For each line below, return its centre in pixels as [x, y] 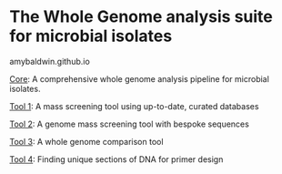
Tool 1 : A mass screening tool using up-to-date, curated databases [134, 106]
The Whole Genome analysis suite [141, 17]
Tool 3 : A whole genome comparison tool [86, 141]
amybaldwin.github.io [50, 61]
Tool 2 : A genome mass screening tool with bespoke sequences [130, 124]
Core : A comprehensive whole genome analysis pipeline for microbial [140, 78]
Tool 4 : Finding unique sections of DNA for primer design [116, 159]
